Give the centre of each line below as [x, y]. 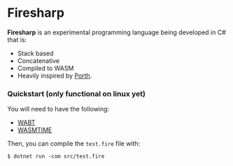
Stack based [35, 53]
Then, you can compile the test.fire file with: [74, 144]
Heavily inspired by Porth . [55, 76]
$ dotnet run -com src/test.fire [56, 157]
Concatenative [38, 60]
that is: [17, 39]
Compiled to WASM [45, 68]
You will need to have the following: [58, 109]
